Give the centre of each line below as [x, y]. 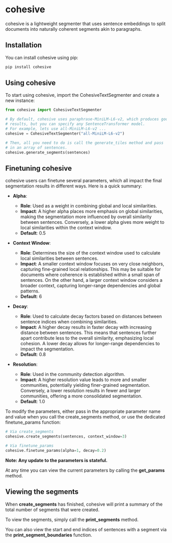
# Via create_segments [29, 432]
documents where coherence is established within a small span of [90, 275]
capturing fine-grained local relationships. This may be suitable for [91, 269]
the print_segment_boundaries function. [49, 535]
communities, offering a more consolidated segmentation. [81, 396]
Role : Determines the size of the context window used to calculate [90, 253]
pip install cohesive [28, 67]
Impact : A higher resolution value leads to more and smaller [83, 380]
